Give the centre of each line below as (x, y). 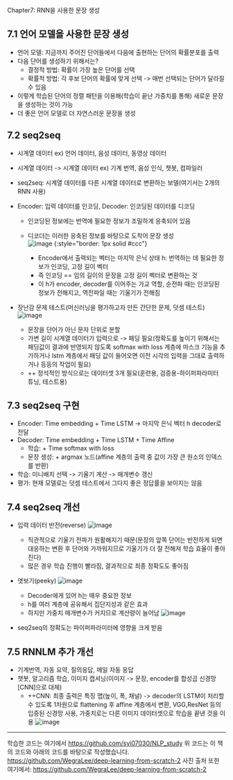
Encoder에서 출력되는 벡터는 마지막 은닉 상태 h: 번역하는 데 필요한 (127, 258)
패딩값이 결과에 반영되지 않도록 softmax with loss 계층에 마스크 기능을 (123, 347)
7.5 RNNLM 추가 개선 (50, 652)
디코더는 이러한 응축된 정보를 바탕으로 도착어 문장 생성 (101, 236)
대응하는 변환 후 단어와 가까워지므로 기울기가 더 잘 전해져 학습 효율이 (120, 549)
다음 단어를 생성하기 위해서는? (58, 60)
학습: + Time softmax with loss (71, 448)
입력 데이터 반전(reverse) (52, 525)
